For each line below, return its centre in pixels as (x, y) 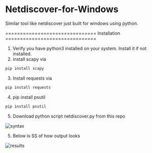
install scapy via (29, 59)
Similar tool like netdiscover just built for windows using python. (72, 23)
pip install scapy (25, 68)
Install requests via (32, 78)
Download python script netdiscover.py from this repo (69, 116)
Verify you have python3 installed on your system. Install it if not (80, 48)
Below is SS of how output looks (46, 136)
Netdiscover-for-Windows (62, 9)
